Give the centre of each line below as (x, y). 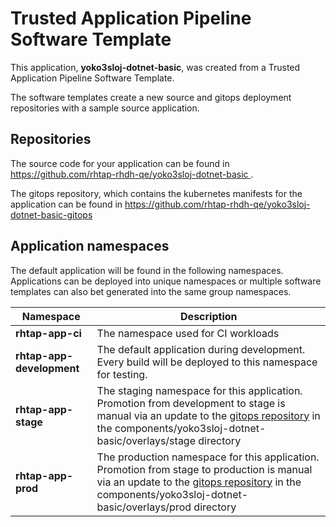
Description (209, 316)
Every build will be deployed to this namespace (207, 362)
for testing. (122, 374)
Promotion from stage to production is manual (204, 469)
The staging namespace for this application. (199, 390)
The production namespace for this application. (208, 457)
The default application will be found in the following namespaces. (147, 270)
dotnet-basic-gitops (51, 214)
